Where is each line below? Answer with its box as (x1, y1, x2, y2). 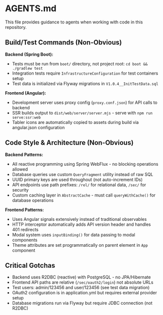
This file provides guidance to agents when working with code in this (5, 19, 143, 25)
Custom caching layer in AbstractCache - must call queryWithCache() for (12, 192, 156, 198)
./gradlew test (12, 66, 43, 71)
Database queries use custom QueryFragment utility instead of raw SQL (12, 171, 153, 177)
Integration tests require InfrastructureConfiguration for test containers (12, 70, 158, 76)
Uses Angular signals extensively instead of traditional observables (12, 216, 147, 222)
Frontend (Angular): (5, 90, 46, 96)
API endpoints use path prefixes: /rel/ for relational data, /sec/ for (12, 181, 146, 188)
